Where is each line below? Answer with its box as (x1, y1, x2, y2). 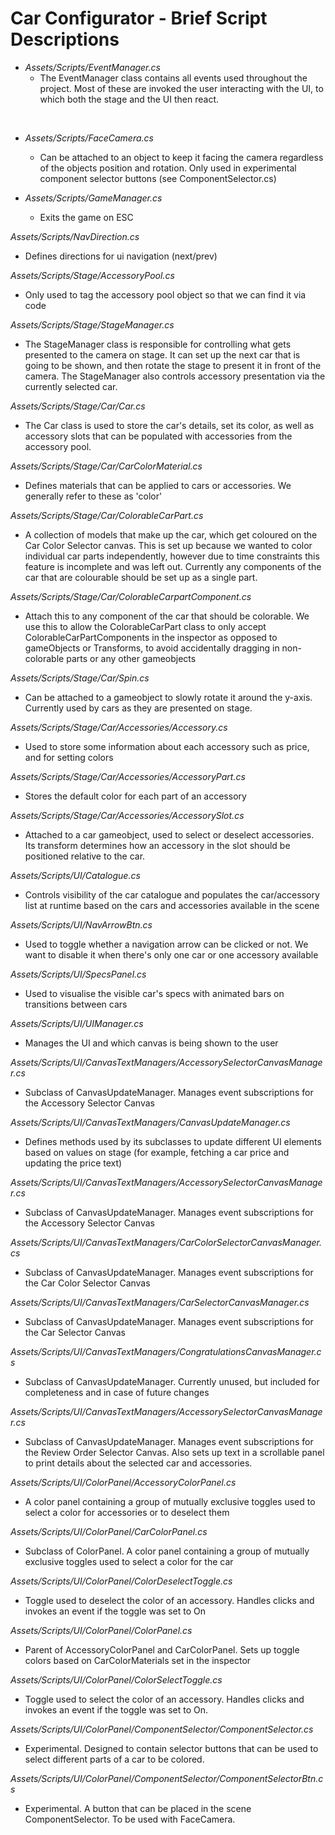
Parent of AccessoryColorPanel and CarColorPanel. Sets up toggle (24, 1643, 300, 1656)
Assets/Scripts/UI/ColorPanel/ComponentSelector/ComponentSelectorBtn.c (10, 1772, 324, 1784)
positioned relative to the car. (24, 850, 146, 862)
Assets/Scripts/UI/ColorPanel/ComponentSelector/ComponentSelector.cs (10, 1723, 314, 1735)
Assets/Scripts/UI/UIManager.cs (10, 1017, 144, 1029)
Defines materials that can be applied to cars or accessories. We (24, 479, 292, 491)
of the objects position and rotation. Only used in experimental (39, 162, 297, 174)
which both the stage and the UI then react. (39, 93, 219, 105)
